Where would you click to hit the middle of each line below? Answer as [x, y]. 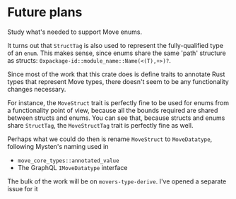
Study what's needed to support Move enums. [75, 32]
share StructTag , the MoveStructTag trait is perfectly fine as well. [100, 125]
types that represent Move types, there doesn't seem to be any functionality [118, 81]
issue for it [23, 188]
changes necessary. [37, 89]
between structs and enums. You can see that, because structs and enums [116, 118]
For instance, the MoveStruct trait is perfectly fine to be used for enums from [118, 102]
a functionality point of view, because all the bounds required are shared [113, 110]
